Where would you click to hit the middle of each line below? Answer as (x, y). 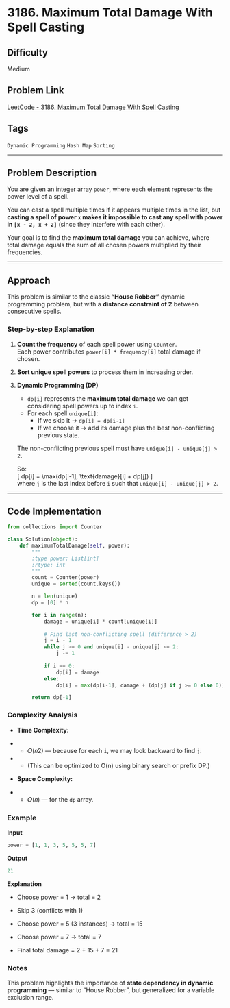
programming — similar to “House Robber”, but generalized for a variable (111, 990)
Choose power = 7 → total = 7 (59, 937)
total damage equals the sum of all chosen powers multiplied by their (104, 245)
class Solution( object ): (42, 539)
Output (17, 858)
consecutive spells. (34, 311)
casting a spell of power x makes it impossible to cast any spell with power (115, 217)
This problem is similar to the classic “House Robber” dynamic (96, 297)
